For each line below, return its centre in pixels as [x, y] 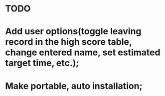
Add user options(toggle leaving [73, 32]
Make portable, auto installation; [74, 86]
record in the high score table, [69, 42]
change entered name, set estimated [83, 52]
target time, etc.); [42, 63]
